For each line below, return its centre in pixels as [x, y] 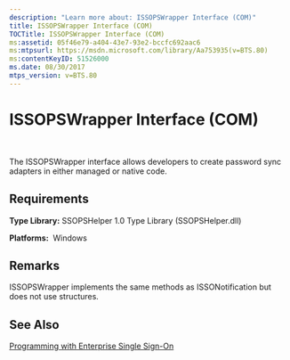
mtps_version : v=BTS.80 [53, 76]
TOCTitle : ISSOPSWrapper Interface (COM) [87, 34]
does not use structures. [54, 297]
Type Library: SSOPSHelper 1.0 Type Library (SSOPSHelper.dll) [125, 220]
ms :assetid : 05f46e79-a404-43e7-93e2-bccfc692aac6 [105, 42]
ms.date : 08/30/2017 [48, 68]
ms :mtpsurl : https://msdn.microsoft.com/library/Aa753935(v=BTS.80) [139, 51]
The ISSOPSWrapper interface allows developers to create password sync [145, 161]
